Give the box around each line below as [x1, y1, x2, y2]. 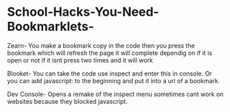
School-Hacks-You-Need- [7, 4, 159, 20]
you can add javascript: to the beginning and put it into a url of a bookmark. [7, 76, 220, 85]
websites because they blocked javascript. [7, 97, 128, 105]
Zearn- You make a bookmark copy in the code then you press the [7, 41, 195, 49]
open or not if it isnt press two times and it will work [7, 56, 153, 64]
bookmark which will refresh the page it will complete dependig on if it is [7, 49, 213, 57]
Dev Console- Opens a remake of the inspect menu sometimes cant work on [7, 90, 224, 98]
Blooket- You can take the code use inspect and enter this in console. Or [7, 69, 212, 78]
